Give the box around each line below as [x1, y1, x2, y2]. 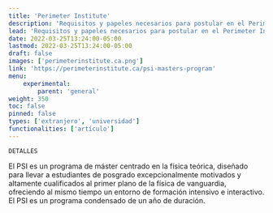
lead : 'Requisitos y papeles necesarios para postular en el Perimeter [8, 27, 256, 35]
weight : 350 [8, 95, 49, 103]
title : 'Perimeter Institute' [8, 11, 111, 20]
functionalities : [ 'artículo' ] [8, 125, 115, 133]
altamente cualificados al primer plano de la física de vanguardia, [8, 178, 227, 188]
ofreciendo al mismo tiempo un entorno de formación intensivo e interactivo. [8, 187, 265, 197]
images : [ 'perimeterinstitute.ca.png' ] [8, 58, 144, 66]
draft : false [8, 49, 53, 58]
